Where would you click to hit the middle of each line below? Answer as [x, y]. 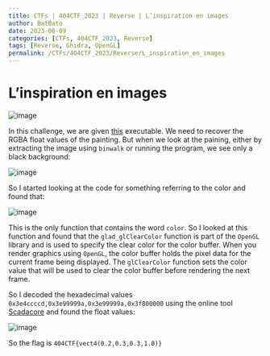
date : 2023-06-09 [37, 31]
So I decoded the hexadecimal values [71, 294]
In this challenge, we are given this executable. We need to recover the [126, 130]
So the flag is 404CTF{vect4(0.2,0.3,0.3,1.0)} [85, 342]
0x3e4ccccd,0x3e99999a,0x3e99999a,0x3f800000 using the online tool [121, 303]
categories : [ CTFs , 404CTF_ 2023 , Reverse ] [81, 38]
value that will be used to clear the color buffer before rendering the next [129, 270]
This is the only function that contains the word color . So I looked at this [128, 227]
